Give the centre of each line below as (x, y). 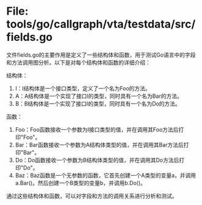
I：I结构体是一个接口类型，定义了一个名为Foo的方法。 (83, 88)
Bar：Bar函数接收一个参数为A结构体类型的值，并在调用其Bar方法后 (99, 145)
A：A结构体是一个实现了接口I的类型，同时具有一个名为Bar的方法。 (99, 96)
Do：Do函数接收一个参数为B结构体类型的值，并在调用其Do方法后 (97, 160)
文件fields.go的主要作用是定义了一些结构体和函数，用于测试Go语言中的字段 (101, 55)
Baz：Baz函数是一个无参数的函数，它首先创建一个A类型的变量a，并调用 (106, 175)
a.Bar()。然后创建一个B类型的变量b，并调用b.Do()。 (81, 183)
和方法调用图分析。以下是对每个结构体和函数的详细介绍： (78, 62)
